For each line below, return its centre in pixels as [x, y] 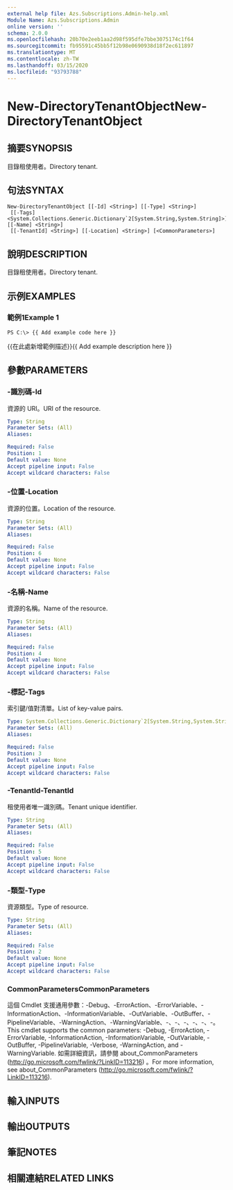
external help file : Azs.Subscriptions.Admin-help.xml [88, 14]
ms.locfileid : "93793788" [44, 72]
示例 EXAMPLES [42, 296]
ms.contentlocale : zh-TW [43, 59]
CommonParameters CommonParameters [79, 989]
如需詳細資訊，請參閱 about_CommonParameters [128, 1053]
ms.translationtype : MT [42, 53]
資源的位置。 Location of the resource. [61, 508]
